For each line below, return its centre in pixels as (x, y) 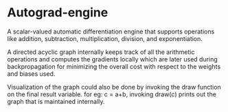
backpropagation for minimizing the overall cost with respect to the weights (114, 66)
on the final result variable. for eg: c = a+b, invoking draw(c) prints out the (112, 94)
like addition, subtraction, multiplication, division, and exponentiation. (105, 38)
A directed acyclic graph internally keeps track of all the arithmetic (101, 52)
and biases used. (31, 74)
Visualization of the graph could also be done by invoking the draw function (114, 87)
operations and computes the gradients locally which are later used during (112, 59)
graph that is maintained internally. (56, 101)
